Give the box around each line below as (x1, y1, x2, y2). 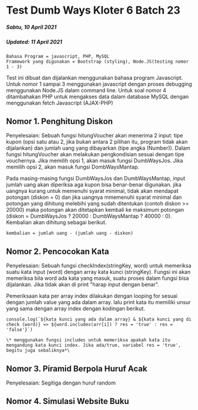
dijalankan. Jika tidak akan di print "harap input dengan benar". (6, 281, 160, 288)
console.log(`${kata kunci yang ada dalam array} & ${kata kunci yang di (6, 317, 192, 322)
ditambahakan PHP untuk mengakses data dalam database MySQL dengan (6, 93, 189, 100)
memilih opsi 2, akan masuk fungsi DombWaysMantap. (6, 163, 139, 170)
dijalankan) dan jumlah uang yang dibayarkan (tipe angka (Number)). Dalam (6, 144, 191, 151)
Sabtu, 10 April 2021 (6, 23, 57, 30)
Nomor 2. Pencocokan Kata (6, 246, 109, 256)
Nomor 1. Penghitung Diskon (6, 116, 113, 126)
